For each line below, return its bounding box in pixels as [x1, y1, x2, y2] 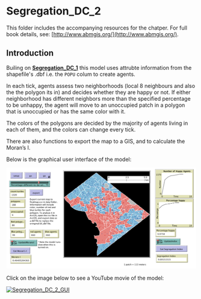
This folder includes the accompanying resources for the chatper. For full [6, 24, 188, 31]
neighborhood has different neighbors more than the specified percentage [6, 95, 191, 102]
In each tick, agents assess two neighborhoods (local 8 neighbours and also [6, 82, 196, 89]
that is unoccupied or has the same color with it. [6, 107, 126, 115]
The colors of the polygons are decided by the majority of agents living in [6, 119, 188, 127]
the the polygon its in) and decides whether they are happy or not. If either [6, 89, 191, 96]
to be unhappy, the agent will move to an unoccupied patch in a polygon [6, 101, 185, 109]
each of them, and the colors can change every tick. [6, 125, 136, 133]
